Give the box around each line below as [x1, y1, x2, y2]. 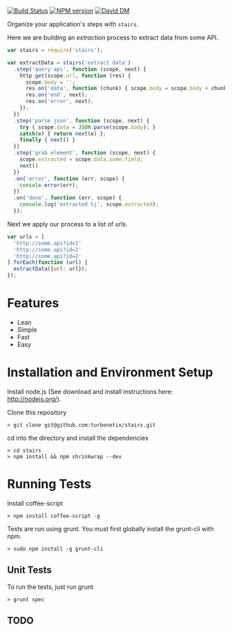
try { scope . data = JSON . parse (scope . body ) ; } [19, 123, 156, 131]
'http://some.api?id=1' [13, 240, 81, 247]
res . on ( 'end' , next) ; [25, 91, 88, 98]
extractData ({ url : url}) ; [13, 265, 88, 273]
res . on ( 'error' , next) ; [25, 98, 95, 105]
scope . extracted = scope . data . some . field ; [19, 156, 144, 163]
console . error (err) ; [19, 181, 79, 188]
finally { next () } [19, 136, 76, 143]
